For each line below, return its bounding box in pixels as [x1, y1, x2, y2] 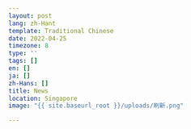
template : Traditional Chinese [8, 27, 114, 35]
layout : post [8, 11, 53, 20]
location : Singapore [8, 94, 79, 102]
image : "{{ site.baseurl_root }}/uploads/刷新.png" [8, 102, 184, 110]
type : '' [8, 49, 38, 57]
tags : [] [8, 57, 38, 65]
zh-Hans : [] [8, 79, 49, 87]
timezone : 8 [8, 42, 49, 50]
